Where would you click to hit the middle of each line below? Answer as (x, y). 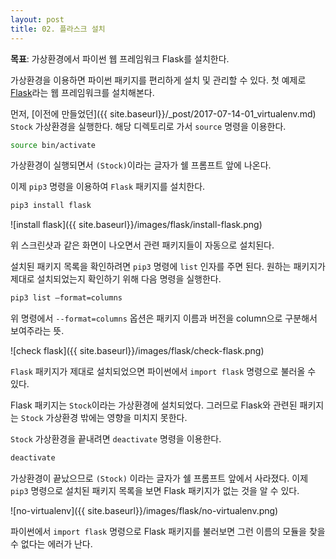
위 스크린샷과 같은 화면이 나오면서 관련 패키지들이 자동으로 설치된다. (142, 245)
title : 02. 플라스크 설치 (58, 29)
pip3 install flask (51, 206)
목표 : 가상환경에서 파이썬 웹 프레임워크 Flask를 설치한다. (120, 58)
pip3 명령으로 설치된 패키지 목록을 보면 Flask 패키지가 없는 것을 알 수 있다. (155, 490)
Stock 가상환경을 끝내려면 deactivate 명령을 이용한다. (116, 439)
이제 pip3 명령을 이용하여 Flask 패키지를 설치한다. (108, 187)
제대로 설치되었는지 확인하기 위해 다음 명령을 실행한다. (116, 279)
